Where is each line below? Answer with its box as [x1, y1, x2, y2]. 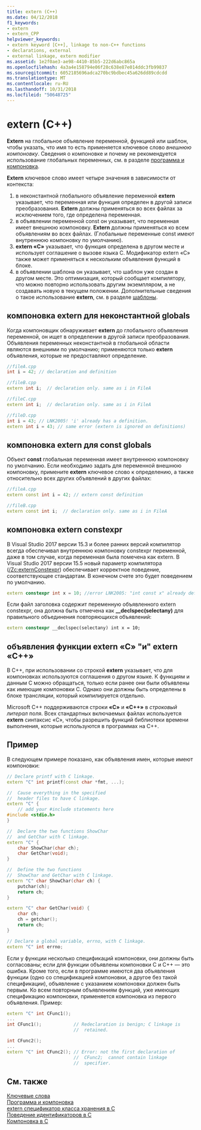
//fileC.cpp [7, 396, 36, 402]
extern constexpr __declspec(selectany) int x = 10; [7, 625, 141, 631]
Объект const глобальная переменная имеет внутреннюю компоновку [7, 456, 189, 463]
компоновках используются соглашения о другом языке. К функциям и [7, 673, 190, 680]
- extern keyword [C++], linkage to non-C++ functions [7, 42, 146, 48]
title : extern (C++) [7, 8, 58, 15]
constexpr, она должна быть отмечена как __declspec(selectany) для [7, 607, 184, 614]
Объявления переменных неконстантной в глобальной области [7, 339, 169, 346]
